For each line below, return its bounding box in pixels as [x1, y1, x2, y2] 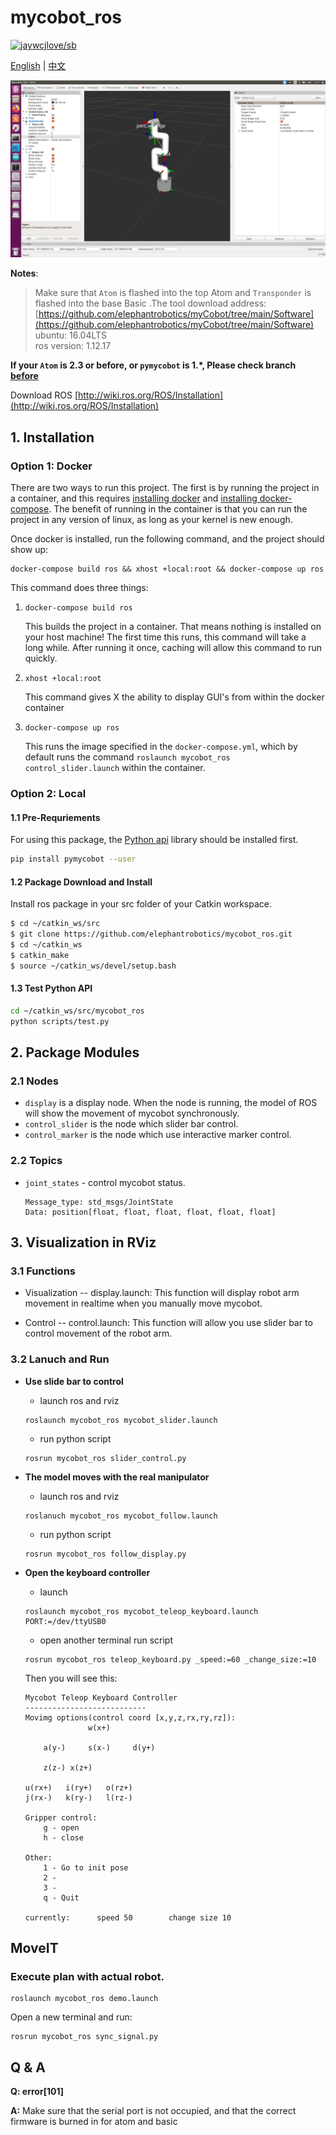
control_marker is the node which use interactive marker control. [24, 1129, 292, 1141]
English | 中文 [10, 59, 67, 71]
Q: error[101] [10, 2086, 64, 2098]
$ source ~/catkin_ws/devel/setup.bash [10, 961, 177, 971]
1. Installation [10, 429, 95, 446]
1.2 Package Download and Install [10, 876, 153, 888]
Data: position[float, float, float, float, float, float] [24, 1207, 277, 1217]
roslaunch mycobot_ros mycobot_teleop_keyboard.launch [24, 1606, 259, 1616]
